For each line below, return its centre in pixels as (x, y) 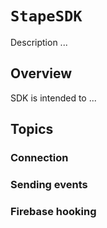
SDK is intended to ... (53, 98)
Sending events (49, 184)
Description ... (39, 42)
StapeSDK (46, 16)
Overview (41, 73)
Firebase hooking (53, 211)
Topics (32, 129)
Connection (39, 158)
